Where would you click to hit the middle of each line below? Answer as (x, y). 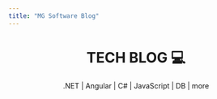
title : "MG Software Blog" (54, 16)
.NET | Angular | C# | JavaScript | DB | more (136, 85)
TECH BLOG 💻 (136, 57)
